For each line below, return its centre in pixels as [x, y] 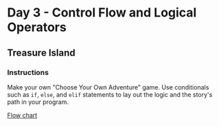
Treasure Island [41, 53]
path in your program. [38, 102]
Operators [37, 27]
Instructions [28, 72]
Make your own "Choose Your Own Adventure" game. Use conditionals [108, 87]
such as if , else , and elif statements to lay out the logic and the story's [110, 94]
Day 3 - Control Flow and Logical [102, 13]
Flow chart [22, 115]
